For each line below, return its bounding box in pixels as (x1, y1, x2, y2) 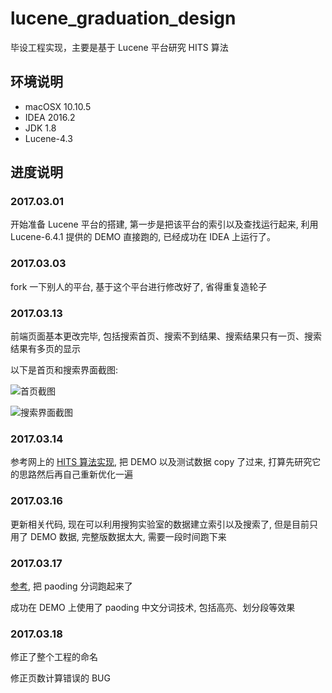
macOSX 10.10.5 (24, 100, 92, 112)
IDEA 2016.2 (24, 111, 76, 123)
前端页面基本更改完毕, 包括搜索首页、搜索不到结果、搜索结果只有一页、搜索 (10, 330, 322, 342)
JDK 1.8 (24, 122, 57, 134)
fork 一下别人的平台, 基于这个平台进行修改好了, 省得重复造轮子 (10, 280, 268, 292)
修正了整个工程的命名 (10, 651, 98, 663)
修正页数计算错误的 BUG (10, 672, 111, 684)
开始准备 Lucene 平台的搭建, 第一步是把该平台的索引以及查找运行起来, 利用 (10, 218, 319, 231)
